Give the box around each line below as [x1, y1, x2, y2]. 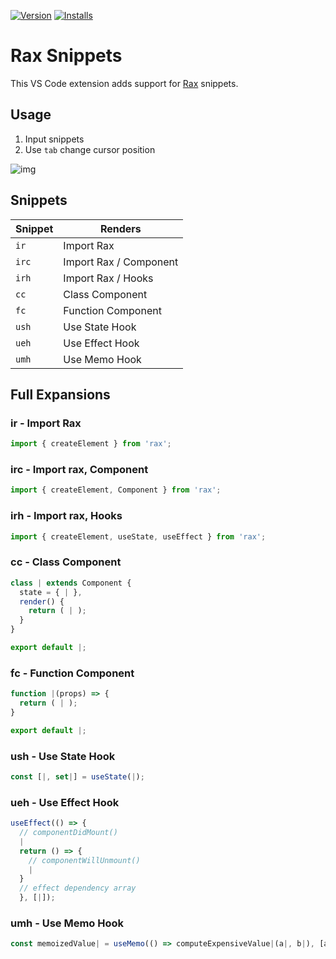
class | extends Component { [10, 578, 132, 588]
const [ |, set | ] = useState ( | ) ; [10, 771, 145, 782]
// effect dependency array [19, 883, 137, 894]
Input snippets [24, 133, 85, 145]
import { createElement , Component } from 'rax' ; [10, 485, 222, 495]
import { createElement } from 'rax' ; [10, 439, 172, 449]
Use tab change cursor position [24, 143, 156, 155]
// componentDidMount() [19, 828, 118, 838]
